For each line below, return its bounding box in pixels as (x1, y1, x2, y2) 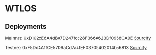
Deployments (5, 22, 47, 31)
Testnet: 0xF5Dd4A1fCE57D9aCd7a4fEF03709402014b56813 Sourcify (5, 45, 147, 50)
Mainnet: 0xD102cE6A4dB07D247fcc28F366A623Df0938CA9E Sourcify (5, 35, 151, 41)
